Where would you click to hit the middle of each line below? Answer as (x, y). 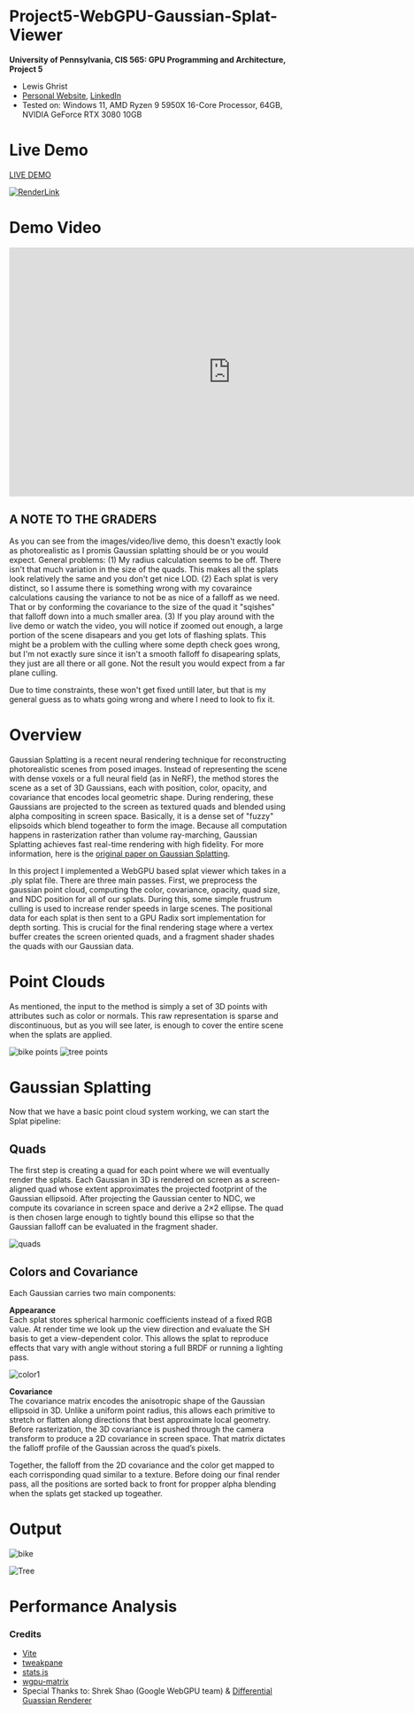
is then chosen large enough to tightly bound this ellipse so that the (132, 1217)
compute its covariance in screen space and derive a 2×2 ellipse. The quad (146, 1208)
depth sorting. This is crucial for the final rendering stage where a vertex (141, 927)
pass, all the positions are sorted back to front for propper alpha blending (143, 1484)
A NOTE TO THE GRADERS (83, 520)
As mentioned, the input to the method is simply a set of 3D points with (138, 1006)
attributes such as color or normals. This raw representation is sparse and (144, 1015)
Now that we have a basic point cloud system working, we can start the (139, 1112)
